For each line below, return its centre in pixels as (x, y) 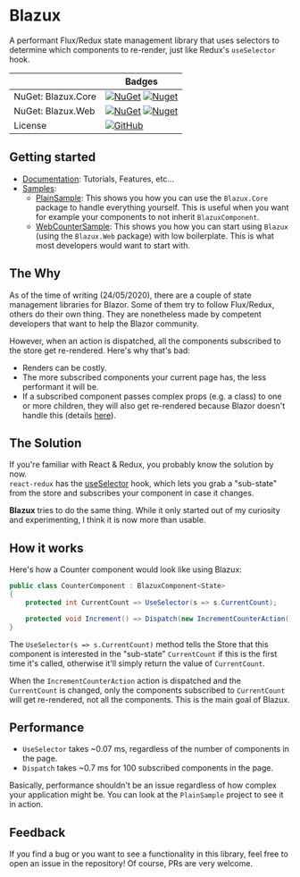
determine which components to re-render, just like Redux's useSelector (142, 49)
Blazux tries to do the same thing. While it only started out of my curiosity (145, 510)
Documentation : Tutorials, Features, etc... (98, 179)
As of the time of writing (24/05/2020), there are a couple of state (130, 295)
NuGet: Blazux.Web (54, 111)
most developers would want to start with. (112, 245)
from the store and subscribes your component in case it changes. (132, 493)
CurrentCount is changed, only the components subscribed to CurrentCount (147, 690)
